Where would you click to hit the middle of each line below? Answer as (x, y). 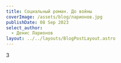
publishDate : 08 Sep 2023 (37, 22)
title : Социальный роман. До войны (49, 11)
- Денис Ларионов (32, 33)
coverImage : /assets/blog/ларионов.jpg (54, 17)
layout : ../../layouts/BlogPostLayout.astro (61, 38)
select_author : (24, 28)
